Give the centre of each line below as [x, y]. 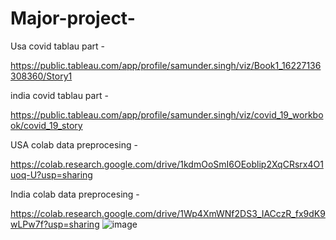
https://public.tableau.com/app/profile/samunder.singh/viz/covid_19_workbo [167, 114]
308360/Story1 [41, 76]
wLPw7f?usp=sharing [55, 224]
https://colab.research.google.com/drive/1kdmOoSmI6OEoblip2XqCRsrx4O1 [167, 164]
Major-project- [73, 18]
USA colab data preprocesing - [74, 144]
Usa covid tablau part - [58, 46]
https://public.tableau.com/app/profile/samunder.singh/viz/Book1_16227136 [166, 65]
